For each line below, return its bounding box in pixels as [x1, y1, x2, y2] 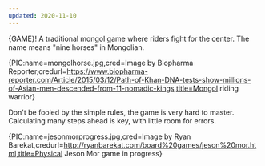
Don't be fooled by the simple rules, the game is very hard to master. [8, 107, 235, 117]
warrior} [8, 91, 36, 101]
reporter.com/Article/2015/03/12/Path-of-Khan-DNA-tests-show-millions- [8, 75, 251, 84]
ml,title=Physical [8, 148, 63, 158]
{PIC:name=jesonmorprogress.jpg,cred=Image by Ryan [8, 132, 191, 141]
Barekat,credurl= [8, 140, 64, 149]
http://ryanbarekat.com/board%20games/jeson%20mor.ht [63, 140, 257, 149]
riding [219, 83, 239, 93]
